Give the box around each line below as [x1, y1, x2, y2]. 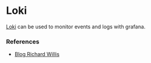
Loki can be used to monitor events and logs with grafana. [6, 23, 146, 30]
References [6, 38, 40, 46]
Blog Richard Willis [14, 51, 60, 58]
